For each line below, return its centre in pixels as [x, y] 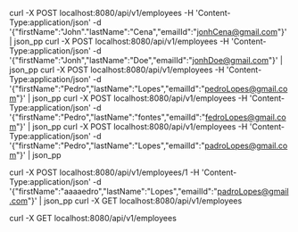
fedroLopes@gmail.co [246, 117]
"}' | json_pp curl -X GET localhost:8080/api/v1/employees [135, 201]
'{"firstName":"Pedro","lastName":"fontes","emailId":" [108, 117]
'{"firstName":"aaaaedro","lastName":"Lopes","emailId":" [113, 191]
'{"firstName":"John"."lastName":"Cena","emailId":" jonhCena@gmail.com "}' [148, 32]
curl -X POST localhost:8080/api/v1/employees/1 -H [104, 172]
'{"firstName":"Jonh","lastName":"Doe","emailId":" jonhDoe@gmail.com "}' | [146, 60]
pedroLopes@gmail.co [246, 89]
